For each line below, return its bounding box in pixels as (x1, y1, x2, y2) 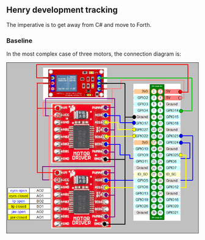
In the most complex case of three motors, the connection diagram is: (6, 50, 182, 57)
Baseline (6, 36, 33, 45)
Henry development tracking (6, 5, 118, 15)
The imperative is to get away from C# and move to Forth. (6, 21, 151, 28)
